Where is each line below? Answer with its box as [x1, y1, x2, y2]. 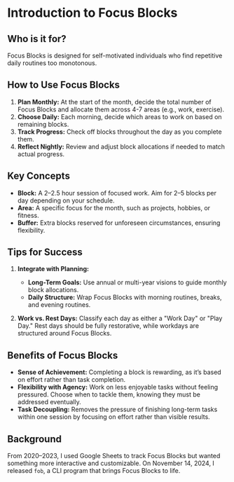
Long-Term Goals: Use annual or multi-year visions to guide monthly [27, 278, 227, 287]
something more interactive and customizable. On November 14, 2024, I [7, 459, 215, 467]
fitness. [17, 211, 40, 219]
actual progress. [17, 149, 65, 158]
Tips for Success [7, 247, 83, 259]
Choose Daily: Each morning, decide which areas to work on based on [17, 112, 222, 120]
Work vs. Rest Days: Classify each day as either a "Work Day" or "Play [17, 314, 223, 323]
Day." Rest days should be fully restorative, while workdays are [17, 322, 200, 330]
